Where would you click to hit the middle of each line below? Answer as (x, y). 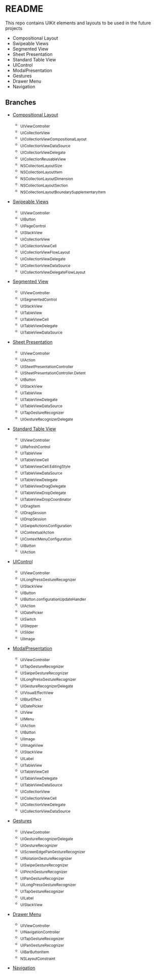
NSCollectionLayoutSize (41, 166)
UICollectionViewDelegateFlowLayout (53, 272)
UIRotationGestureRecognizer (46, 859)
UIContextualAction (37, 532)
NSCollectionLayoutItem (41, 172)
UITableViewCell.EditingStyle (45, 466)
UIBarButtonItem (35, 952)
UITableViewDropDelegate (43, 493)
